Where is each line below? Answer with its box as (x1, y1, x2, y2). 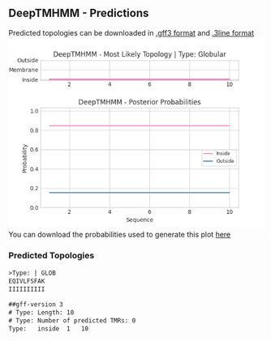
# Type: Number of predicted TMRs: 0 (8, 317, 136, 325)
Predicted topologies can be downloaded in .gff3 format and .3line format (8, 28, 255, 37)
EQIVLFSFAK (8, 277, 45, 286)
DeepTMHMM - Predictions (8, 6, 149, 20)
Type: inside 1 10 (8, 325, 89, 333)
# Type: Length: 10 (8, 309, 75, 317)
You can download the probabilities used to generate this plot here (8, 229, 231, 239)
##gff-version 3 (8, 301, 63, 309)
